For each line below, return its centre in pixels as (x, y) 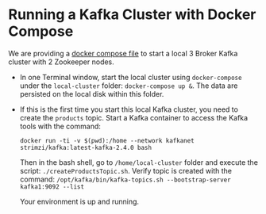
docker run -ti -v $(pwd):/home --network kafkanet (107, 140)
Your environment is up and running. (79, 201)
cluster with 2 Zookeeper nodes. (62, 62)
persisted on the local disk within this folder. (92, 94)
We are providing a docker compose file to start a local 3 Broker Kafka (123, 53)
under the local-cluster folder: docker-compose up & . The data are (129, 86)
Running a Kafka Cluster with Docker (132, 15)
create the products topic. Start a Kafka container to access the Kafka (134, 117)
